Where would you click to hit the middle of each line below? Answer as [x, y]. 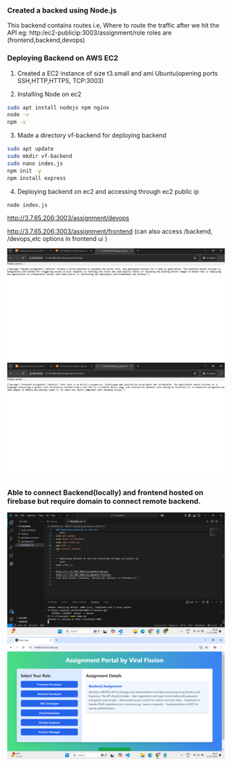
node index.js [28, 205]
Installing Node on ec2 [49, 94]
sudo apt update [30, 149]
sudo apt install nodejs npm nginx [58, 107]
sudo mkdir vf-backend [40, 157]
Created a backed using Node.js [62, 10]
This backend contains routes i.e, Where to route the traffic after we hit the [113, 26]
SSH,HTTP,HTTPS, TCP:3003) [60, 80]
